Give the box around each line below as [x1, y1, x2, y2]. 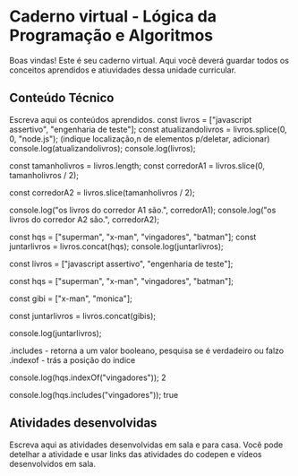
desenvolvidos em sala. [9, 458, 97, 469]
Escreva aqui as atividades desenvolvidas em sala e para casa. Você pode [9, 439, 284, 450]
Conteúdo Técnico [9, 91, 115, 106]
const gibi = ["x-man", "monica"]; [9, 293, 132, 304]
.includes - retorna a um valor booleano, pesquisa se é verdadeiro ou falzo [9, 345, 285, 356]
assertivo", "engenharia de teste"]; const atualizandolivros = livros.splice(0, [9, 124, 288, 134]
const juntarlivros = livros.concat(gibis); [9, 310, 157, 321]
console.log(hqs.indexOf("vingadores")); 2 [9, 372, 166, 383]
